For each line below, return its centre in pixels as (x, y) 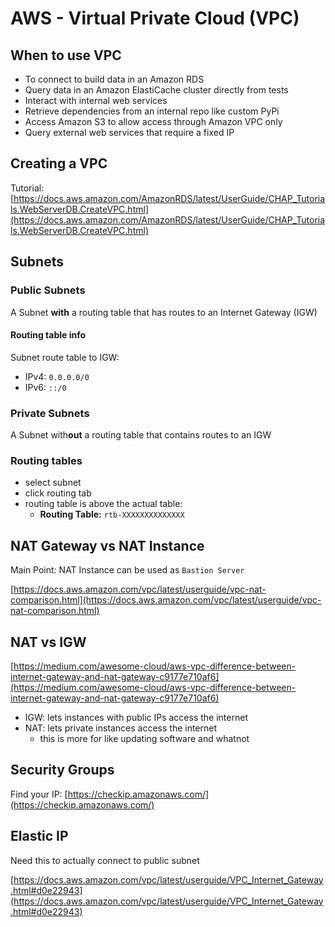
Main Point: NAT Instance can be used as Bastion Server (127, 570)
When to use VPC (66, 55)
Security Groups (62, 770)
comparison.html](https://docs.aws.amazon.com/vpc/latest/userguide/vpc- (166, 600)
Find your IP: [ (39, 794)
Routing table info (48, 335)
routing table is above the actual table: (103, 504)
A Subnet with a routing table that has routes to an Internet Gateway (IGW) (164, 312)
